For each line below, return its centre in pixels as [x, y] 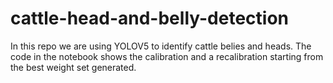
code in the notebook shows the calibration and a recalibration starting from [167, 56]
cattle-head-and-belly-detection [150, 18]
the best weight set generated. [73, 67]
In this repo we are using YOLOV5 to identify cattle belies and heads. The [161, 46]
